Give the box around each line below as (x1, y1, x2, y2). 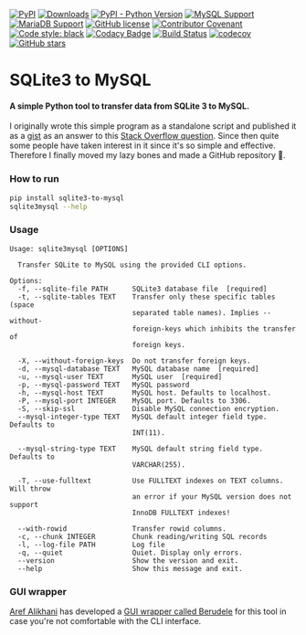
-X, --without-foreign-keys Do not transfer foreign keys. (17, 356, 251, 365)
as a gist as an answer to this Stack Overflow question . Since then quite (9, 131, 280, 142)
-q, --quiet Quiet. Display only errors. (17, 548, 244, 557)
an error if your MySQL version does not (132, 492, 292, 502)
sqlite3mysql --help (9, 202, 89, 211)
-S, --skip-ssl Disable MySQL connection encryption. (17, 404, 280, 413)
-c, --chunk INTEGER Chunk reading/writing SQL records (17, 532, 268, 541)
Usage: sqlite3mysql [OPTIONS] (9, 244, 129, 253)
